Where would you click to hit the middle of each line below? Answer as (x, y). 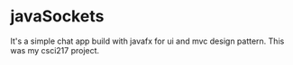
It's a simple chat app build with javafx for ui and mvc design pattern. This (147, 41)
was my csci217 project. (55, 50)
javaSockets (57, 16)
